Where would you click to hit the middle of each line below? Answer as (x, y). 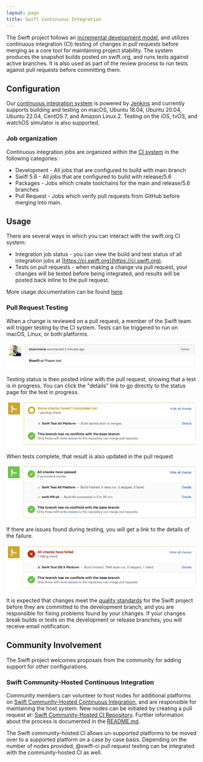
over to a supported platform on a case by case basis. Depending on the (97, 739)
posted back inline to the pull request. (62, 280)
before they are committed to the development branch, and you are (90, 607)
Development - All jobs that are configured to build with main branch (101, 170)
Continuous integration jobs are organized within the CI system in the (92, 151)
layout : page (23, 13)
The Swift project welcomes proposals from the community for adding (94, 660)
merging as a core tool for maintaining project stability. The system (90, 50)
